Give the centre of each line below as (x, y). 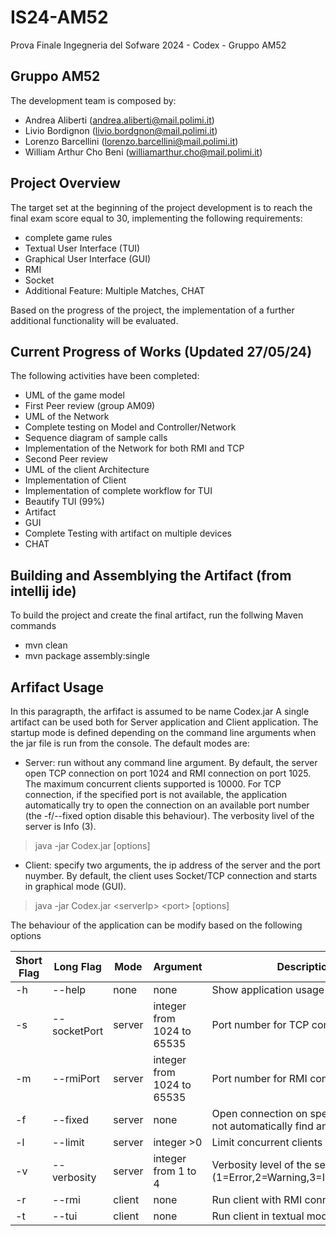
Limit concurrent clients (267, 1142)
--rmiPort (76, 1078)
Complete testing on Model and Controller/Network (130, 427)
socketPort (77, 1031)
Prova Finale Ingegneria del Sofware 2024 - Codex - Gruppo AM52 (148, 45)
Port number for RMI (259, 1078)
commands (33, 626)
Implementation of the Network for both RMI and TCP (134, 448)
